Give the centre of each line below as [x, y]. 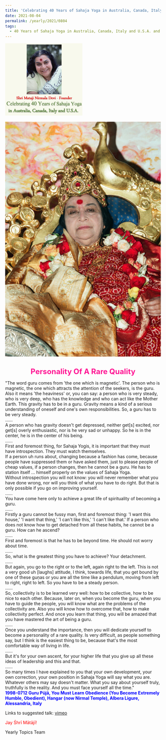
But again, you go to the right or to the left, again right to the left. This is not [82, 566]
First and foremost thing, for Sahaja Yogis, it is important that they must [78, 446]
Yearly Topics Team [25, 732]
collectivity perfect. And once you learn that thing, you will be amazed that [81, 614]
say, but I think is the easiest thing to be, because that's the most [71, 640]
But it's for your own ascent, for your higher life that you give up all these [79, 656]
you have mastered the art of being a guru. [49, 619]
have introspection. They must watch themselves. [56, 451]
